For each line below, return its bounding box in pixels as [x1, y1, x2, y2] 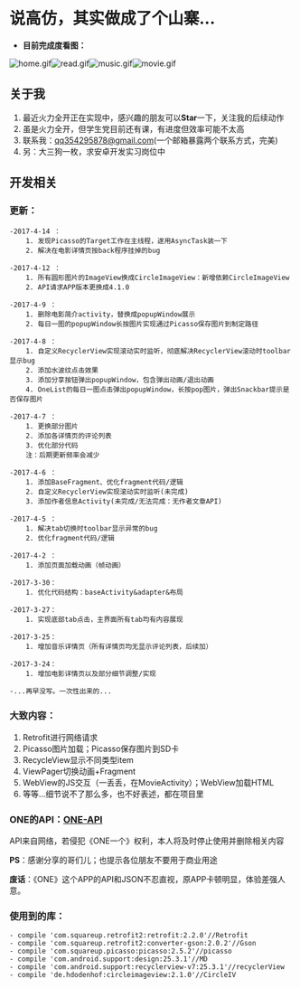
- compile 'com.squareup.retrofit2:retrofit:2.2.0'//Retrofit [9, 931, 248, 940]
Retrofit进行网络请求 [22, 731, 98, 742]
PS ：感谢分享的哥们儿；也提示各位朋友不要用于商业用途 [9, 855, 219, 866]
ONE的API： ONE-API [9, 813, 103, 825]
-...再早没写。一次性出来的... [9, 687, 112, 696]
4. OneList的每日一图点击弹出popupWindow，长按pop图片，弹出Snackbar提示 [25, 385, 283, 394]
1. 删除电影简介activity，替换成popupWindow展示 [25, 310, 196, 319]
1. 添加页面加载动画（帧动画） [25, 561, 126, 570]
